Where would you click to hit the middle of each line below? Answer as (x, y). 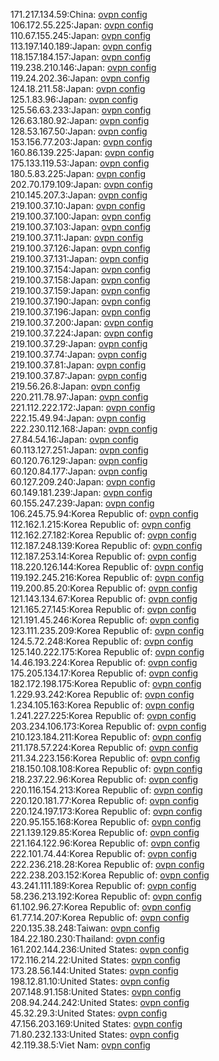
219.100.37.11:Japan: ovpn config (77, 237)
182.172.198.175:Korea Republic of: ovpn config (106, 683)
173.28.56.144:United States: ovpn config (94, 970)
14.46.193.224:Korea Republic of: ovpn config (104, 662)
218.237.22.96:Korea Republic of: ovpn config (104, 779)
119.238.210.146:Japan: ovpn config (83, 67)
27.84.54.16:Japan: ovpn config (74, 439)
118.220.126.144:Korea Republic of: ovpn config (107, 567)
